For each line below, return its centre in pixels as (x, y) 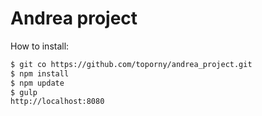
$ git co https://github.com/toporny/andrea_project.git (131, 64)
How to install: (40, 46)
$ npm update (37, 83)
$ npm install (40, 73)
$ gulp (24, 92)
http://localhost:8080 (57, 102)
